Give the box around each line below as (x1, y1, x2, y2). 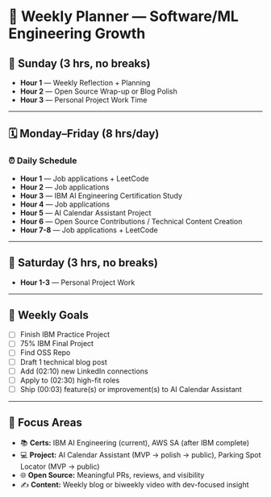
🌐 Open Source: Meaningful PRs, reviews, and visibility (19, 470, 205, 479)
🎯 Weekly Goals (8, 308, 89, 322)
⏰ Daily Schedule (8, 155, 77, 166)
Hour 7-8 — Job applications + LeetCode (19, 225, 159, 235)
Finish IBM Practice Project (19, 330, 110, 340)
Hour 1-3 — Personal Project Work (19, 278, 135, 287)
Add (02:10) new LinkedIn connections (19, 366, 148, 376)
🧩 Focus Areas (8, 416, 82, 430)
